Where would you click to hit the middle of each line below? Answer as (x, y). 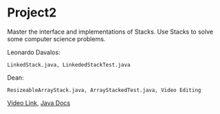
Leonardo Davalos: (34, 52)
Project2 (32, 13)
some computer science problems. (56, 38)
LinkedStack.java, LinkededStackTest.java (69, 65)
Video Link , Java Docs (39, 103)
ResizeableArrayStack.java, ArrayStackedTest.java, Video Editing (104, 90)
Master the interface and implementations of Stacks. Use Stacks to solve (110, 32)
